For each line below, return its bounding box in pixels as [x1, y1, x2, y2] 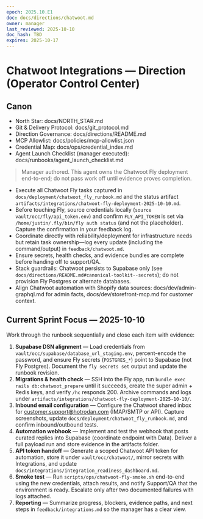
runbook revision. [15, 368, 60, 376]
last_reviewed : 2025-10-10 [6, 26, 75, 32]
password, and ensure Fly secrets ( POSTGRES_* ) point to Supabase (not [15, 356, 192, 363]
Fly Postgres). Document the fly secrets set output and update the [15, 362, 187, 370]
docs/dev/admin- [153, 284, 197, 291]
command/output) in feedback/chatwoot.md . [15, 245, 125, 252]
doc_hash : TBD [6, 32, 43, 38]
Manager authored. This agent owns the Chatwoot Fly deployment [21, 168, 188, 175]
